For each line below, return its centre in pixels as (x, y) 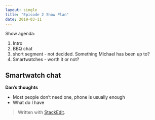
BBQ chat (23, 49)
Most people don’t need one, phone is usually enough (69, 97)
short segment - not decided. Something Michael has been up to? (81, 54)
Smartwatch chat (33, 75)
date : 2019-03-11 (24, 19)
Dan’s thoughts (22, 87)
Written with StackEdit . (42, 112)
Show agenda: (20, 34)
